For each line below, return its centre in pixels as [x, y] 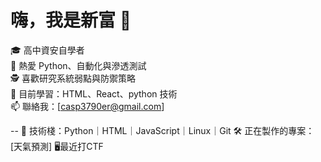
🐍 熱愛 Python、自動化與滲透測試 [78, 65]
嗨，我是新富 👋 [71, 20]
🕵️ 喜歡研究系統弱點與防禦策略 [73, 78]
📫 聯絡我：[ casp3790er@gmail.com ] [87, 106]
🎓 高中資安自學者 [47, 50]
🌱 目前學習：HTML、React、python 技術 [94, 93]
